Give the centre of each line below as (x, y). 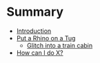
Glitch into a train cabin (60, 45)
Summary (35, 12)
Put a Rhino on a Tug (46, 38)
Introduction (34, 31)
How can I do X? (40, 53)
